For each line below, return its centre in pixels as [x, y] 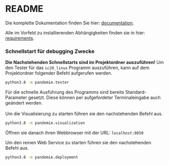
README [24, 9]
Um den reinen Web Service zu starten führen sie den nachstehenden [78, 142]
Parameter [16, 97]
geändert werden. [24, 103]
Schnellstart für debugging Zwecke [50, 51]
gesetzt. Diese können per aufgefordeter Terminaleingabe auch [94, 97]
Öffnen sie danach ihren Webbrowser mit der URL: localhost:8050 [74, 133]
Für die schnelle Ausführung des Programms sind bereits [65, 92]
